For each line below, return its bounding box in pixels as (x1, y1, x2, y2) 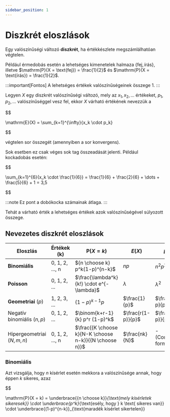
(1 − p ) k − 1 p (75, 297, 105, 306)
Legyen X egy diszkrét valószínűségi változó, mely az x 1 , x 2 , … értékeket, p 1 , (5, 92, 163, 99)
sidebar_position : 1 (5, 7, 49, 13)
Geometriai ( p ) (8, 298, 44, 305)
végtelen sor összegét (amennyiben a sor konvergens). (5, 139, 120, 145)
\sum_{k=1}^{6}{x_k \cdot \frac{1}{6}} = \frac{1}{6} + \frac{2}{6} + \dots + (5, 174, 160, 181)
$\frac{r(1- (123, 309, 150, 316)
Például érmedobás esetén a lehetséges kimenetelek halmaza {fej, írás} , (5, 62, 155, 68)
